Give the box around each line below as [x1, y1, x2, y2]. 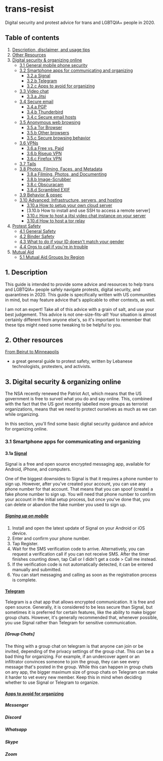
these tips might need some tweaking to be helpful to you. [5, 322, 122, 328]
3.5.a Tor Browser [26, 124, 62, 130]
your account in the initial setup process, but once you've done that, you [5, 496, 150, 502]
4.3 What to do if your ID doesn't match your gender [19, 238, 125, 245]
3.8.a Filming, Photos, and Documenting [26, 171, 107, 177]
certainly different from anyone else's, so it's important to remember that [5, 316, 151, 323]
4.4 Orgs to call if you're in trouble [19, 244, 89, 249]
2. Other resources [5, 336, 63, 344]
